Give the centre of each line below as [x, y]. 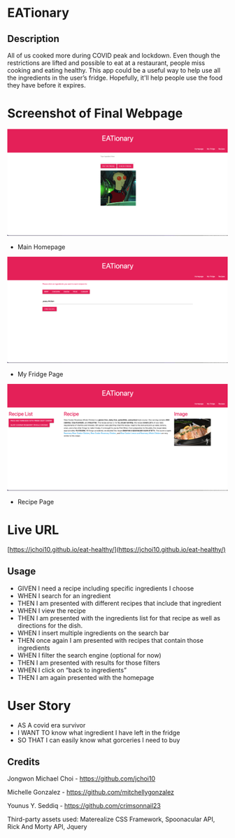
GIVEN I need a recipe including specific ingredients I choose [106, 588]
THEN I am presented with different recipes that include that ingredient [119, 603]
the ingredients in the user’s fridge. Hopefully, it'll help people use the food [115, 78]
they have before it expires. [47, 85]
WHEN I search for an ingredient [64, 595]
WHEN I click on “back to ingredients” [72, 670]
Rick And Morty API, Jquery [47, 827]
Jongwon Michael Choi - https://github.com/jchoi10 [81, 779]
